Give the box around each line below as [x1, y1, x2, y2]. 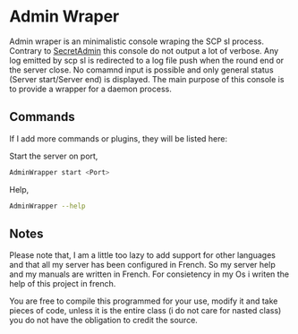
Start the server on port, [9, 150, 98, 161]
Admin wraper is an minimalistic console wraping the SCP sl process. [9, 36, 264, 47]
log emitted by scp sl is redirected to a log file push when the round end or [9, 55, 285, 65]
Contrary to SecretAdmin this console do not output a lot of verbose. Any [9, 45, 279, 56]
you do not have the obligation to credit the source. [9, 315, 199, 326]
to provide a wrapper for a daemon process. [9, 83, 172, 94]
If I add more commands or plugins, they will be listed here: [9, 133, 228, 144]
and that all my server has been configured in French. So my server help [9, 260, 276, 270]
